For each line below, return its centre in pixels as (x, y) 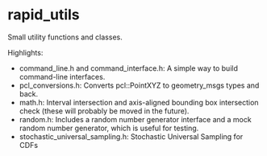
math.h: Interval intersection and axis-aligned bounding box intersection (139, 102)
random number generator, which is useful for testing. (109, 128)
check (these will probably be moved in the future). (104, 111)
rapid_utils (44, 15)
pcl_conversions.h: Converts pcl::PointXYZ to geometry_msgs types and (139, 85)
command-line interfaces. (62, 76)
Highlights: (25, 52)
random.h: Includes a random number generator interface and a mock (135, 119)
